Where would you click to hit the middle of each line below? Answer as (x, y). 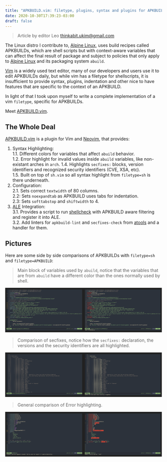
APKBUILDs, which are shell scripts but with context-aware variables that (80, 51)
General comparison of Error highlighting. (60, 405)
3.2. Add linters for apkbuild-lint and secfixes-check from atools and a (86, 223)
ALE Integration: (29, 207)
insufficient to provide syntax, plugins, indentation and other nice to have (80, 82)
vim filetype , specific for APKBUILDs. (44, 101)
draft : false (19, 21)
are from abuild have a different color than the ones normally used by (89, 276)
